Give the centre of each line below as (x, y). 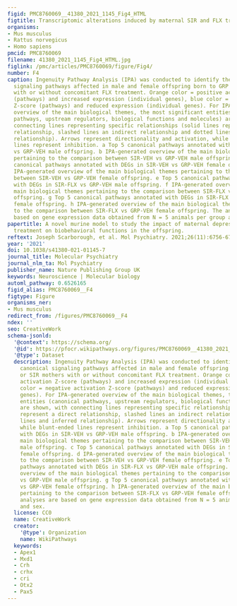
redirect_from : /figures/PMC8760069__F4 (68, 316)
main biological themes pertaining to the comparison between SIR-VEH (126, 441)
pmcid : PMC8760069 (34, 54)
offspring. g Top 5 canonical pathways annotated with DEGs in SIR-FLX (121, 198)
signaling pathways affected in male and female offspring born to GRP (121, 86)
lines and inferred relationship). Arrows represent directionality (123, 421)
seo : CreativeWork (34, 329)
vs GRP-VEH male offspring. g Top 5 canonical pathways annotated (120, 480)
